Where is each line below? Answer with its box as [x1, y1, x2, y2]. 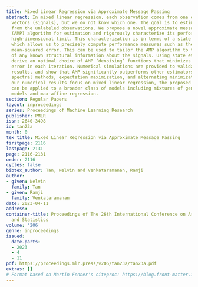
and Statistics [11, 217, 49, 223]
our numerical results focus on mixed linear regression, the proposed [11, 80, 192, 86]
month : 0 [6, 129, 28, 136]
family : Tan [11, 184, 41, 190]
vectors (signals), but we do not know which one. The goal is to [11, 19, 178, 25]
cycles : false [6, 162, 41, 168]
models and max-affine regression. [11, 91, 99, 97]
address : [6, 206, 28, 212]
